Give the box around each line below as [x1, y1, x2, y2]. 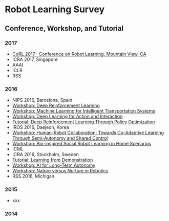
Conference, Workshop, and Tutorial [5, 24, 124, 33]
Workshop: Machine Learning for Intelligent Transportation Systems [12, 108, 156, 114]
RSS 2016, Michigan [12, 173, 55, 180]
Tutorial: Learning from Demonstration [12, 157, 93, 163]
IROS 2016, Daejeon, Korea [12, 124, 70, 130]
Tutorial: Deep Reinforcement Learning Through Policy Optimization [12, 119, 155, 125]
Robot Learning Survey [5, 4, 105, 15]
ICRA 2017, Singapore [12, 56, 58, 62]
